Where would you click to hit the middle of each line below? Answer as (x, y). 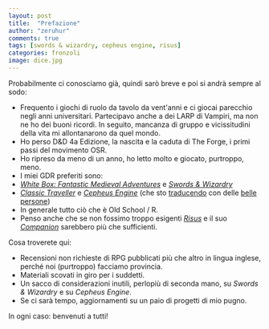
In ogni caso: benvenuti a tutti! (58, 316)
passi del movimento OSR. (63, 150)
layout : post (30, 16)
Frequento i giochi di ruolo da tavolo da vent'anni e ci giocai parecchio (136, 107)
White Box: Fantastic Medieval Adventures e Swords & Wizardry (126, 184)
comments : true (34, 38)
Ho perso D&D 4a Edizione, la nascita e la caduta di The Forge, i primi (135, 141)
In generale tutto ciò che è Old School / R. (89, 209)
